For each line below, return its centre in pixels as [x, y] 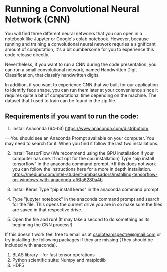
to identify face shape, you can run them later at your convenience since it [82, 90]
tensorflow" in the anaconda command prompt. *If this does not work [84, 164]
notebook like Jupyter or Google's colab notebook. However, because [77, 39]
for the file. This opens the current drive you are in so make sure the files [87, 204]
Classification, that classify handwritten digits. [52, 75]
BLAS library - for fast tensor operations [53, 254]
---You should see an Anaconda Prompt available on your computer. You [80, 138]
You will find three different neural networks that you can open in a [74, 33]
